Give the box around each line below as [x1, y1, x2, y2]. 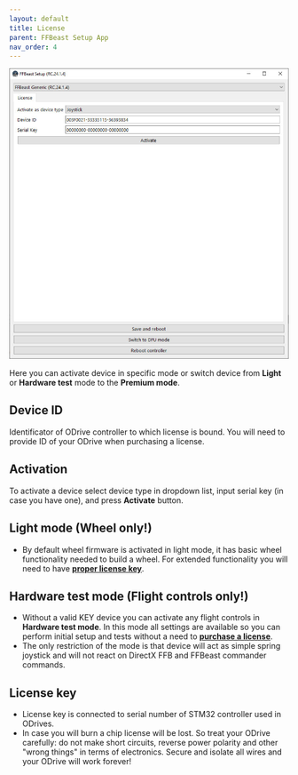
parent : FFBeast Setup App [9, 33, 109, 42]
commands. [21, 659, 66, 670]
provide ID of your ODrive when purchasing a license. [9, 435, 206, 446]
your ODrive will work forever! [21, 756, 131, 767]
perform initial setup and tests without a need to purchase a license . [21, 631, 273, 642]
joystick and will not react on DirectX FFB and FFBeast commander [21, 650, 267, 661]
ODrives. [21, 718, 55, 729]
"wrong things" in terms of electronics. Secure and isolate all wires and [21, 747, 282, 757]
